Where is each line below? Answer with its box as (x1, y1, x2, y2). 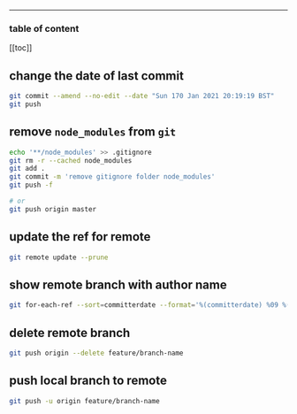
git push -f (9, 180, 53, 190)
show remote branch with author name (9, 277, 227, 292)
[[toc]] (9, 42, 33, 53)
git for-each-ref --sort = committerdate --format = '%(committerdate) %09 (9, 301, 278, 310)
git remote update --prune (9, 253, 109, 262)
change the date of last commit (9, 68, 184, 83)
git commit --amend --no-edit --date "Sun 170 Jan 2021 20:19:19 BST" (9, 92, 275, 101)
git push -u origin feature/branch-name (9, 396, 161, 405)
